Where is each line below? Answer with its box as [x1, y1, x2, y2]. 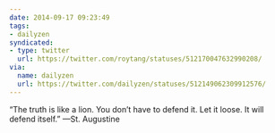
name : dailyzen [17, 71, 74, 80]
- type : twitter [9, 46, 70, 55]
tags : [9, 21, 30, 30]
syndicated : [9, 37, 54, 47]
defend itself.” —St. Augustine [9, 113, 121, 124]
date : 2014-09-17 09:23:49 [9, 12, 110, 22]
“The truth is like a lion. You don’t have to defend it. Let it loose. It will [9, 104, 264, 114]
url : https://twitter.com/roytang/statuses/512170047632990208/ [17, 54, 262, 63]
